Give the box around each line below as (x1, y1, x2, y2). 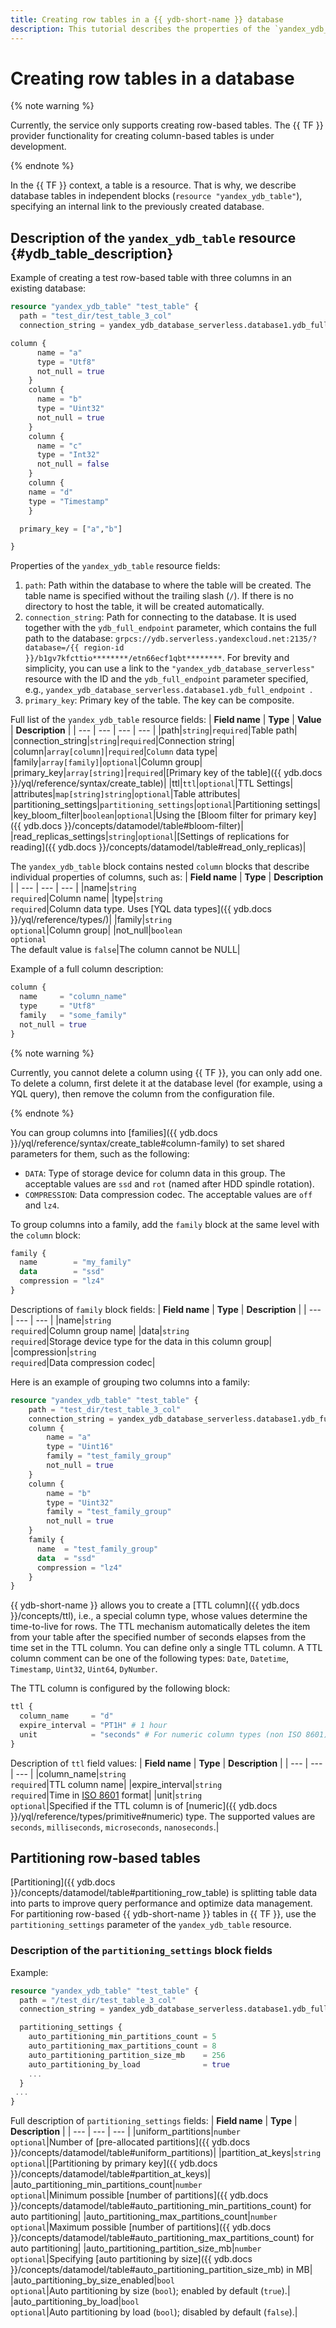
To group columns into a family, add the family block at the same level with (10, 1218, 320, 1230)
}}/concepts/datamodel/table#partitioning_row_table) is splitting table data (10, 1887, 318, 1899)
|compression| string (10, 1346, 97, 1358)
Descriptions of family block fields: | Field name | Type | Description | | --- (10, 1303, 322, 1315)
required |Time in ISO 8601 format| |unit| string (10, 1789, 203, 1801)
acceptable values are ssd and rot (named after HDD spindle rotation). (24, 1177, 315, 1190)
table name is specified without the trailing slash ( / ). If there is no (24, 590, 294, 602)
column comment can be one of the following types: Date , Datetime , (10, 1652, 290, 1665)
